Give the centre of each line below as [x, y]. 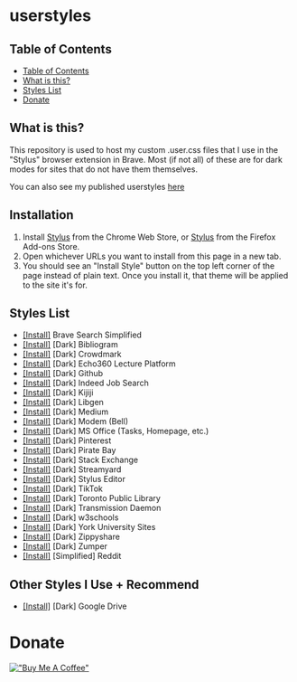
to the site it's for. [55, 285]
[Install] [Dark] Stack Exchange [80, 460]
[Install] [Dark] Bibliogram [70, 345]
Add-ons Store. [51, 246]
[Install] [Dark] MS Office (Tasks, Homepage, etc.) [116, 431]
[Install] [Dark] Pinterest [67, 440]
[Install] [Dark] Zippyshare [71, 537]
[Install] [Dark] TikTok [63, 488]
